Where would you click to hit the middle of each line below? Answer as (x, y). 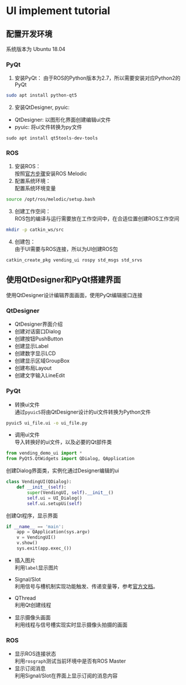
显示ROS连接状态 (35, 654)
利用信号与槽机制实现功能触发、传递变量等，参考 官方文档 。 (86, 586)
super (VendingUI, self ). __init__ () (70, 493)
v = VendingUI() (37, 537)
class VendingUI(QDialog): (39, 482)
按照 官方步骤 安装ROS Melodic (51, 173)
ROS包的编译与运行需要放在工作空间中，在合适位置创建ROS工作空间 (97, 219)
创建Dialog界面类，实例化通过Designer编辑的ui (63, 471)
